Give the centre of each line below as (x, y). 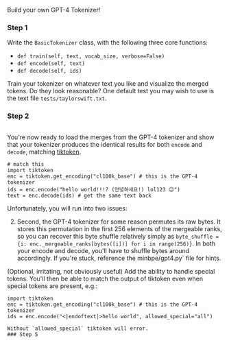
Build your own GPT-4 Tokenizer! (54, 10)
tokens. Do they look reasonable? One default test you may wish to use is (111, 91)
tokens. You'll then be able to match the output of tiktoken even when (105, 278)
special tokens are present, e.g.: (52, 286)
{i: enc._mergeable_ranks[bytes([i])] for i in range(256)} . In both (116, 243)
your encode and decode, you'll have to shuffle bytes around (103, 250)
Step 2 (18, 116)
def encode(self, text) (51, 64)
